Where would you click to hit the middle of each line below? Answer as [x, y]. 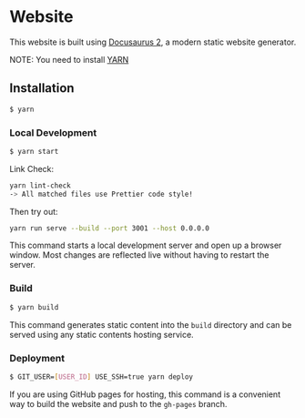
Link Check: [32, 168]
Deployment [37, 358]
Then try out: [34, 211]
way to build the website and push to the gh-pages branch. [118, 403]
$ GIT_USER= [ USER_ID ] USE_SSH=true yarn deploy [102, 377]
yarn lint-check [40, 185]
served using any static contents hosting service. [102, 334]
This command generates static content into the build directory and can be [151, 324]
